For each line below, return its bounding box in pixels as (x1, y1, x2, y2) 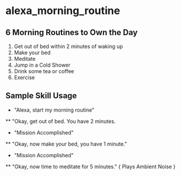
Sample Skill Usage (5, 91, 77, 101)
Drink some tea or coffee (13, 68, 74, 74)
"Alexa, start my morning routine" (13, 106, 95, 113)
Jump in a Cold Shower (13, 61, 71, 68)
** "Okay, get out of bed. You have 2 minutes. (5, 118, 116, 125)
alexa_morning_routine (5, 4, 121, 18)
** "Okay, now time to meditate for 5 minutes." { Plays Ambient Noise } (5, 163, 176, 170)
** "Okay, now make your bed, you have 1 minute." (5, 140, 127, 147)
